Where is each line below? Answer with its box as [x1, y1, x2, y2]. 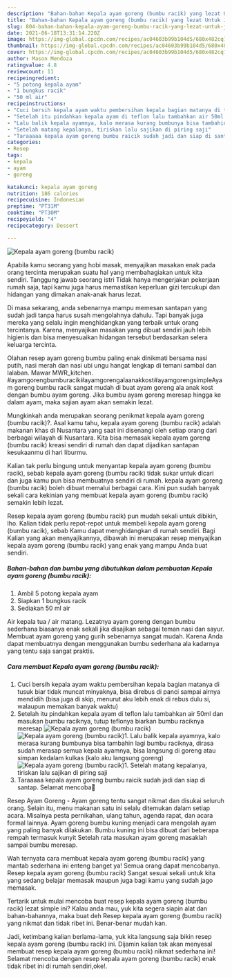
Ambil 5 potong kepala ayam [17, 589, 99, 598]
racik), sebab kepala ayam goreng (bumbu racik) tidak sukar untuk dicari [7, 469, 214, 477]
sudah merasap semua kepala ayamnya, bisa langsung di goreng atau [17, 746, 216, 755]
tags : [7, 152, 23, 159]
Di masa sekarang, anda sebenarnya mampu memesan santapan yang [7, 303, 207, 312]
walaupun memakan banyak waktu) [17, 702, 119, 710]
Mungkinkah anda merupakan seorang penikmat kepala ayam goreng [7, 411, 205, 420]
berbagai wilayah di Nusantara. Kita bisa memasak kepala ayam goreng [7, 433, 211, 442]
